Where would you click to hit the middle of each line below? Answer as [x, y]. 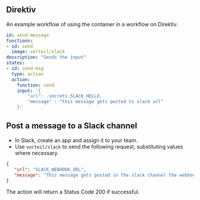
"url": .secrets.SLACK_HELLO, [65, 96]
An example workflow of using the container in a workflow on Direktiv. [92, 24]
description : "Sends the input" [46, 57]
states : [16, 63]
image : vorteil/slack [38, 52]
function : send [36, 85]
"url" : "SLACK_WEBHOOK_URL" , [50, 170]
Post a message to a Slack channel [72, 126]
